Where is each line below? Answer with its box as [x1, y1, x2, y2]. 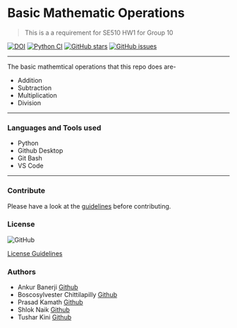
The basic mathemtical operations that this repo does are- [7, 62, 176, 71]
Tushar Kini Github [17, 313, 72, 322]
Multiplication [17, 90, 58, 100]
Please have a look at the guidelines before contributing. [7, 201, 171, 210]
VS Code [17, 161, 44, 170]
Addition [17, 76, 42, 84]
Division [17, 98, 41, 107]
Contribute [7, 186, 46, 196]
